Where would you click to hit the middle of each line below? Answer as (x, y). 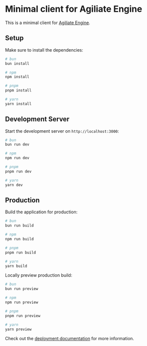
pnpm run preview (23, 316)
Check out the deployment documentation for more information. (70, 339)
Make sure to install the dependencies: (44, 50)
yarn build (16, 266)
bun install (17, 63)
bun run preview (22, 289)
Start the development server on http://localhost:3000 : (62, 131)
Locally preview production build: (39, 275)
